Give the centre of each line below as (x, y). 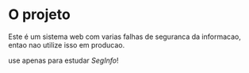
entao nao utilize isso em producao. (67, 44)
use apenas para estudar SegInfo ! (63, 60)
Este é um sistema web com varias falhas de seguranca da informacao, (125, 36)
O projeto (40, 15)
